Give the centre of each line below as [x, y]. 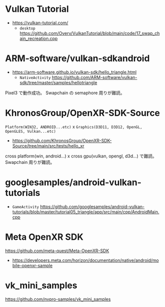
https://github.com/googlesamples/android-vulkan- [92, 206]
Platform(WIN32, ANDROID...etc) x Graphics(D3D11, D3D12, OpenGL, [74, 126]
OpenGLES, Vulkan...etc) [31, 131]
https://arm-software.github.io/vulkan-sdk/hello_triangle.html [74, 72]
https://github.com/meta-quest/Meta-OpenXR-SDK [57, 251]
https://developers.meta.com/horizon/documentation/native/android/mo [85, 260]
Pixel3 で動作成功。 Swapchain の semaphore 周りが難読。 [65, 93]
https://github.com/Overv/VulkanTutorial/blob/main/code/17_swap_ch [90, 33]
